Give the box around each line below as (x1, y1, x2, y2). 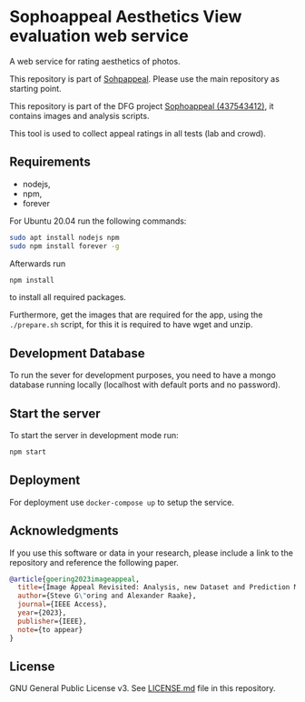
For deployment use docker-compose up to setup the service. (9, 496, 234, 507)
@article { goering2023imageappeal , (9, 575, 141, 584)
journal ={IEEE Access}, (17, 600, 107, 609)
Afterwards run (9, 257, 66, 269)
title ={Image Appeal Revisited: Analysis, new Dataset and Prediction (17, 583, 290, 592)
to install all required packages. (9, 292, 127, 303)
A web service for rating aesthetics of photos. (9, 55, 181, 66)
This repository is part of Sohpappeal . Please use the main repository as (9, 73, 280, 84)
